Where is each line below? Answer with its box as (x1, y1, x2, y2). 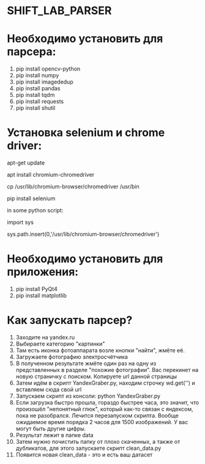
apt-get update (7, 159, 45, 166)
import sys (7, 218, 34, 226)
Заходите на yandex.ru (15, 333, 75, 341)
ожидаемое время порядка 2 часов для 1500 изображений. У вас (15, 418, 188, 425)
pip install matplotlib (15, 292, 67, 299)
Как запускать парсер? (7, 314, 133, 327)
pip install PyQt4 (15, 285, 58, 292)
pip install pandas (15, 85, 61, 92)
